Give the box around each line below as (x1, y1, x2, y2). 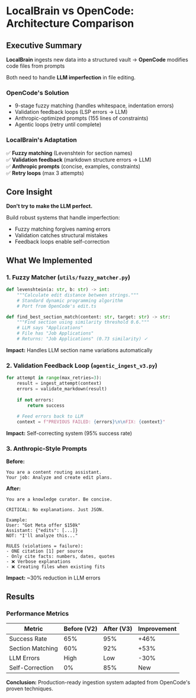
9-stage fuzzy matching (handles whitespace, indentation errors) (14, 102, 174, 109)
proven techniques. (6, 685, 53, 692)
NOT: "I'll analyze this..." (6, 533, 78, 539)
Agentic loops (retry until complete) (14, 121, 102, 128)
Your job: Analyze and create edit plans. (6, 474, 113, 481)
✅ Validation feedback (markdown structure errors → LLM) (6, 156, 152, 163)
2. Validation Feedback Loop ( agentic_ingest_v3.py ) (6, 361, 158, 369)
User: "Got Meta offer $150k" (6, 522, 81, 528)
